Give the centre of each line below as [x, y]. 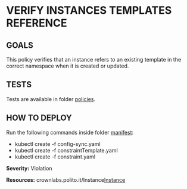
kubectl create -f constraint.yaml [55, 157]
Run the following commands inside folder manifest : [70, 132]
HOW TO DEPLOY [39, 118]
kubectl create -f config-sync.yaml [57, 144]
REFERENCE [37, 23]
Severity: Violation [29, 168]
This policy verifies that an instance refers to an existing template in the [94, 60]
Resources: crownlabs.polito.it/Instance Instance [66, 179]
